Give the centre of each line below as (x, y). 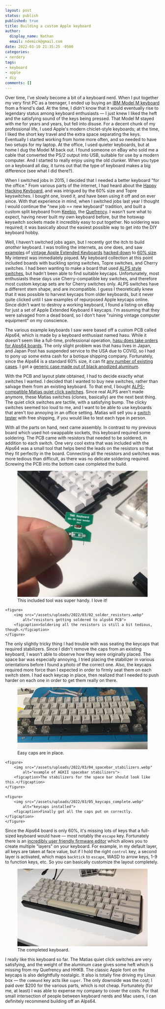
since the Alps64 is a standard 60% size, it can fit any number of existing (79, 361)
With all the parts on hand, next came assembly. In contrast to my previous (81, 427)
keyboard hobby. (22, 232)
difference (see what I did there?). (39, 171)
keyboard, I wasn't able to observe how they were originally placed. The (78, 654)
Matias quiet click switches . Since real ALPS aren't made (86, 391)
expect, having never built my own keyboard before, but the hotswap (75, 217)
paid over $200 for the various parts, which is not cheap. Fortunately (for (79, 985)
